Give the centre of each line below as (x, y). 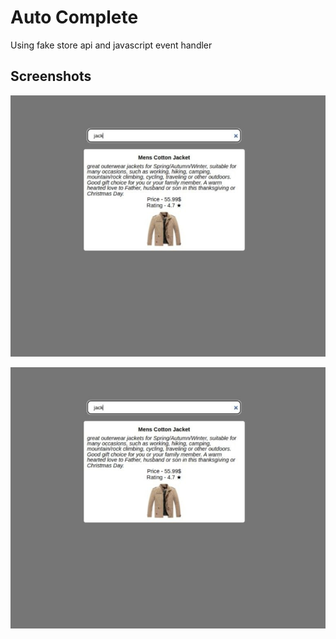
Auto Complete (74, 17)
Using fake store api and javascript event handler (111, 45)
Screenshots (51, 76)
